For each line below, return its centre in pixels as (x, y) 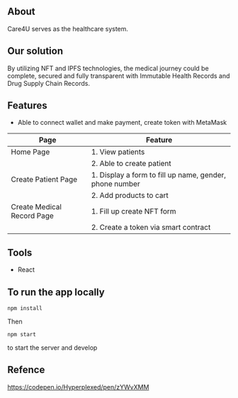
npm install (25, 309)
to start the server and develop (52, 348)
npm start (22, 335)
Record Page (33, 216)
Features (27, 106)
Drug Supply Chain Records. (49, 83)
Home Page (30, 152)
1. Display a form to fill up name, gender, (159, 175)
